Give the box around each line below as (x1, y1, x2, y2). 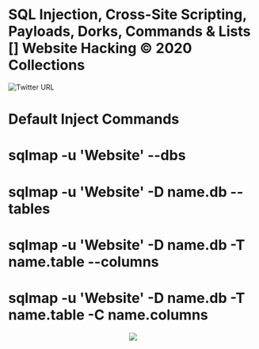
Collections (8, 56, 86, 75)
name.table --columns (8, 252, 159, 270)
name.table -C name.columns (8, 305, 208, 324)
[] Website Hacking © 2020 (8, 40, 192, 57)
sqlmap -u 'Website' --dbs (8, 147, 186, 164)
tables (8, 200, 51, 217)
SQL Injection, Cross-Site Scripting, (8, 6, 247, 24)
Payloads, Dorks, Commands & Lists (8, 22, 251, 40)
